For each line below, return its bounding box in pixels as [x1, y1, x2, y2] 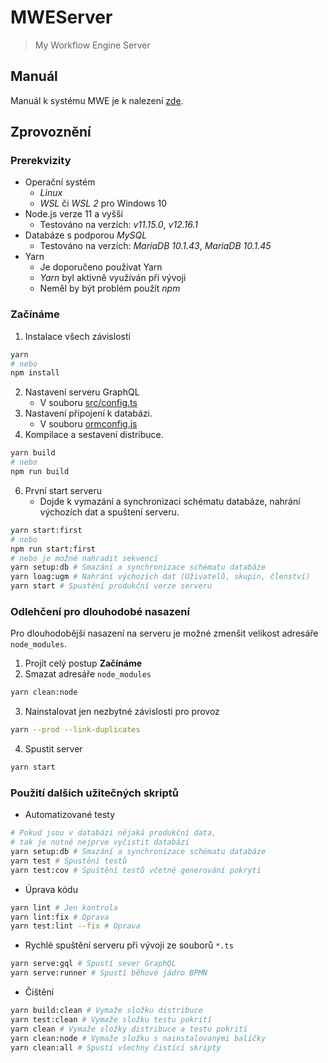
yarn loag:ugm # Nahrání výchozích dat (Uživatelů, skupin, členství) [10, 572, 311, 582]
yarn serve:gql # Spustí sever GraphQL [10, 959, 177, 969]
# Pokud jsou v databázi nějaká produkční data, [10, 828, 217, 838]
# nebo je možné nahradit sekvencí [10, 553, 159, 563]
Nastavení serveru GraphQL [24, 386, 140, 398]
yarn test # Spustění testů [10, 856, 128, 866]
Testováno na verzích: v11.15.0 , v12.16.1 [39, 219, 198, 231]
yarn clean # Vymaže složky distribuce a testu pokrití [10, 1024, 248, 1034]
